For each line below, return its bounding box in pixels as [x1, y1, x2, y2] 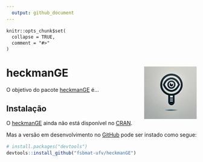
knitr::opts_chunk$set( [6, 28, 66, 34]
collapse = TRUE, [11, 34, 56, 40]
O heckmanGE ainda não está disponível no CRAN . [6, 120, 133, 127]
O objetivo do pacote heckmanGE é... [6, 86, 100, 93]
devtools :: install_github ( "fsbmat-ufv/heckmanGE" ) [6, 150, 137, 157]
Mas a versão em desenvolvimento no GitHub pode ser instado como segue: [6, 131, 197, 138]
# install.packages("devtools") [6, 144, 88, 150]
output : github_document [11, 10, 74, 16]
